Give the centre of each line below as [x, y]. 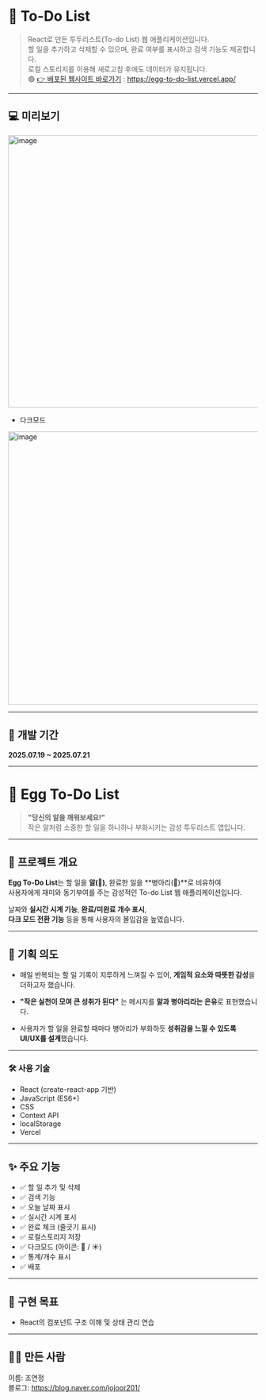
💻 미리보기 [34, 116]
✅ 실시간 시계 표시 [48, 1217]
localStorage [40, 1124]
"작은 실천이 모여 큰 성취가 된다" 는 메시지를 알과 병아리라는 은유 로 [122, 1002]
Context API [39, 1116]
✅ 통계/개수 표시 [45, 1257]
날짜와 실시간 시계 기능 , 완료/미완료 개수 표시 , [78, 909]
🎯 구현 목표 [34, 1302]
